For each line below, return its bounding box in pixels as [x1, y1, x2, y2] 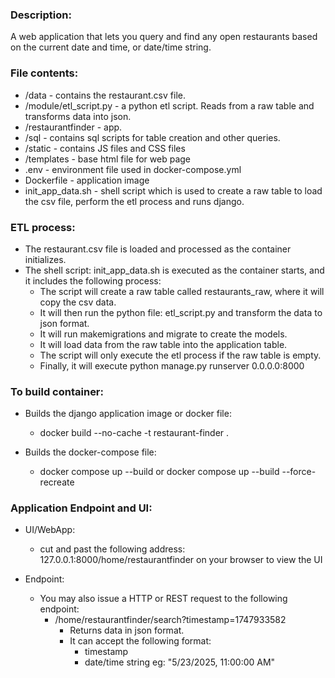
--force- [281, 466, 317, 478]
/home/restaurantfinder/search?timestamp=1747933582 [54, 614, 287, 626]
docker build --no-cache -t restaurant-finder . [39, 427, 230, 439]
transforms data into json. [24, 110, 132, 122]
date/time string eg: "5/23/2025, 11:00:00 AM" [84, 656, 276, 668]
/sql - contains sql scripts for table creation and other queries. [24, 131, 281, 143]
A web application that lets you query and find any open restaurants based [10, 31, 318, 43]
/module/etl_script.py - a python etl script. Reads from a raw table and [24, 99, 315, 112]
